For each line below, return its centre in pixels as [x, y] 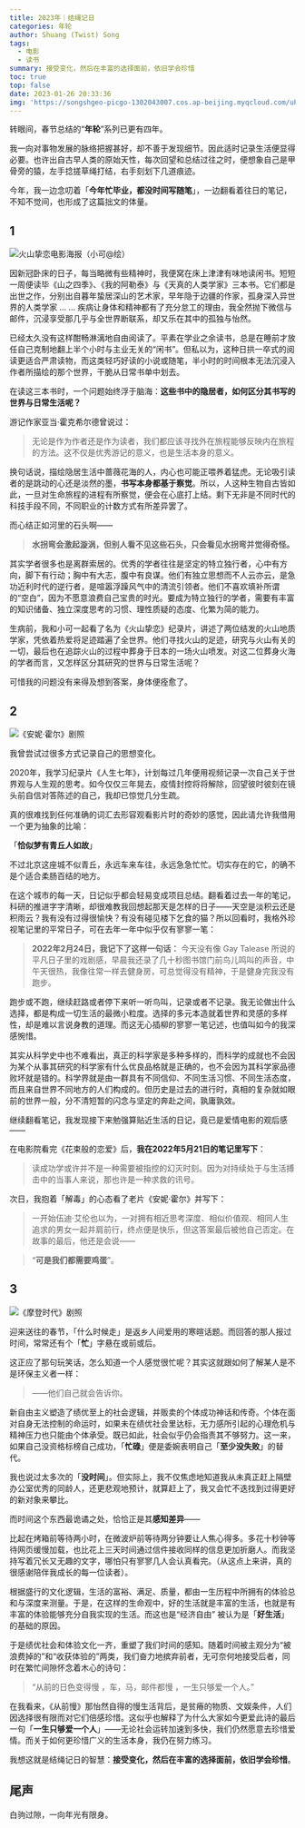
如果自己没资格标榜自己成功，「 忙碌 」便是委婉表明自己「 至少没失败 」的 [143, 1446]
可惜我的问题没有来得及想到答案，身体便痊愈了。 [101, 682]
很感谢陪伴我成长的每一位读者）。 [71, 1572]
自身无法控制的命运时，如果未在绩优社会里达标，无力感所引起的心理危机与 [156, 1423]
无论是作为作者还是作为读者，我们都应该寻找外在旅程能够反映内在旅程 [163, 441]
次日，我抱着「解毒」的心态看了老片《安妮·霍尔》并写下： [118, 1199]
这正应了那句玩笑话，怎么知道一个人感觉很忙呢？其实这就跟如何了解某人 [144, 1362]
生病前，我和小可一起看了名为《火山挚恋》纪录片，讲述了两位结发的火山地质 [152, 628]
